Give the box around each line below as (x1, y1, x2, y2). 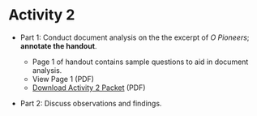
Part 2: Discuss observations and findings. (19, 98, 162, 108)
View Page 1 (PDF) (32, 74, 95, 84)
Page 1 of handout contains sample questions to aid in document (32, 57, 249, 67)
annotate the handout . (19, 41, 97, 50)
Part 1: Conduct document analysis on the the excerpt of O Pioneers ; (19, 32, 250, 42)
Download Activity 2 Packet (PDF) (32, 83, 146, 92)
